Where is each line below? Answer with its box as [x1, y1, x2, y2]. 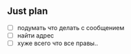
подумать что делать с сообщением [17, 23, 125, 31]
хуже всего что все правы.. [17, 39, 99, 47]
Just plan [7, 5, 48, 17]
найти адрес [17, 31, 54, 40]
